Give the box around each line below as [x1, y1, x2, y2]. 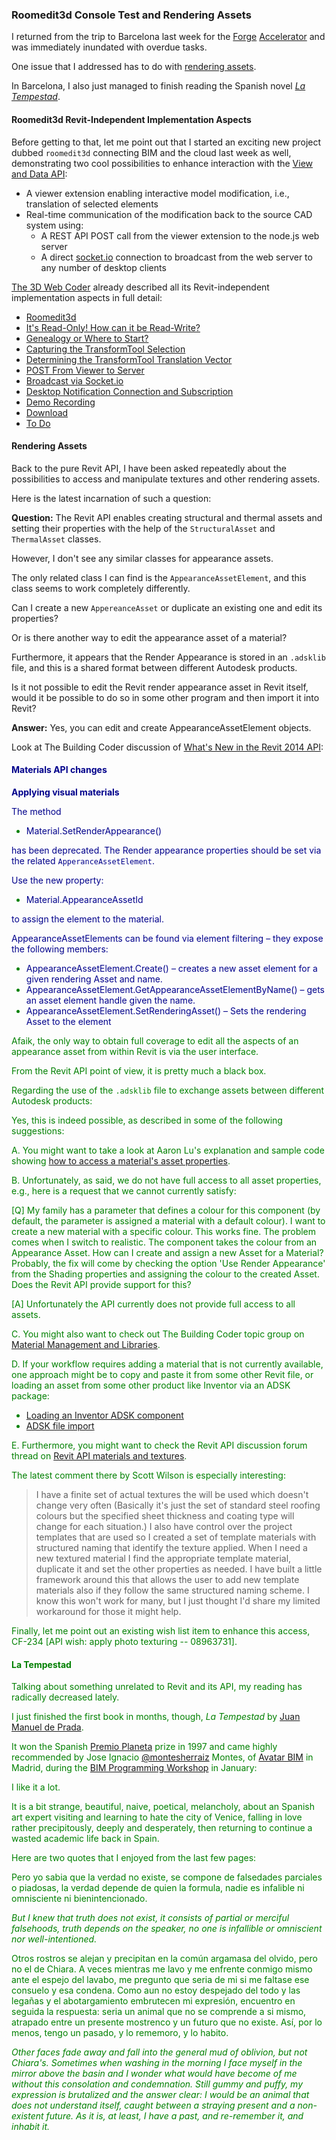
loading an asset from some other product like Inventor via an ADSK [11, 1379, 291, 1391]
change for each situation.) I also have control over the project [35, 1520, 293, 1532]
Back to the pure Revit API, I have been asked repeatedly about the [11, 462, 287, 474]
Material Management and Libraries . [11, 1338, 161, 1350]
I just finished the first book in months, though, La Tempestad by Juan [11, 1711, 301, 1723]
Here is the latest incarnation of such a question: [11, 492, 212, 504]
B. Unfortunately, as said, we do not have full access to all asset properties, [11, 1174, 322, 1186]
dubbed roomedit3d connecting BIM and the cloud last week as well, [11, 146, 292, 158]
